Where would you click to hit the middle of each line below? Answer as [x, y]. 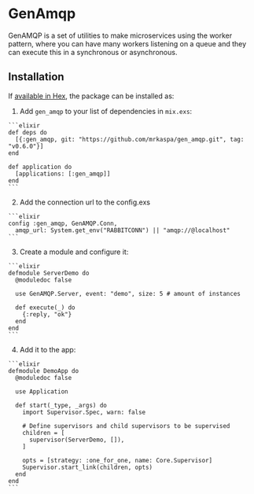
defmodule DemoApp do [44, 370]
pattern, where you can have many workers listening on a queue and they [127, 43]
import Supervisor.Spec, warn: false [84, 412]
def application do [40, 167]
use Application [42, 391]
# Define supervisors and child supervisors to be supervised [126, 426]
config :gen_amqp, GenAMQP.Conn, [63, 223]
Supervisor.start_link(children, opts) [88, 467]
